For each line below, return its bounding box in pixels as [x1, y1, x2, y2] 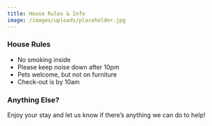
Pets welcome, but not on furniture [17, 70, 117, 79]
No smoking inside [17, 55, 71, 63]
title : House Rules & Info [7, 10, 85, 17]
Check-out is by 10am [17, 77, 80, 86]
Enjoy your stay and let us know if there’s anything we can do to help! [7, 111, 206, 119]
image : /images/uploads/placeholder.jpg [7, 17, 127, 24]
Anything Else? [7, 95, 60, 104]
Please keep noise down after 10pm [17, 63, 120, 71]
